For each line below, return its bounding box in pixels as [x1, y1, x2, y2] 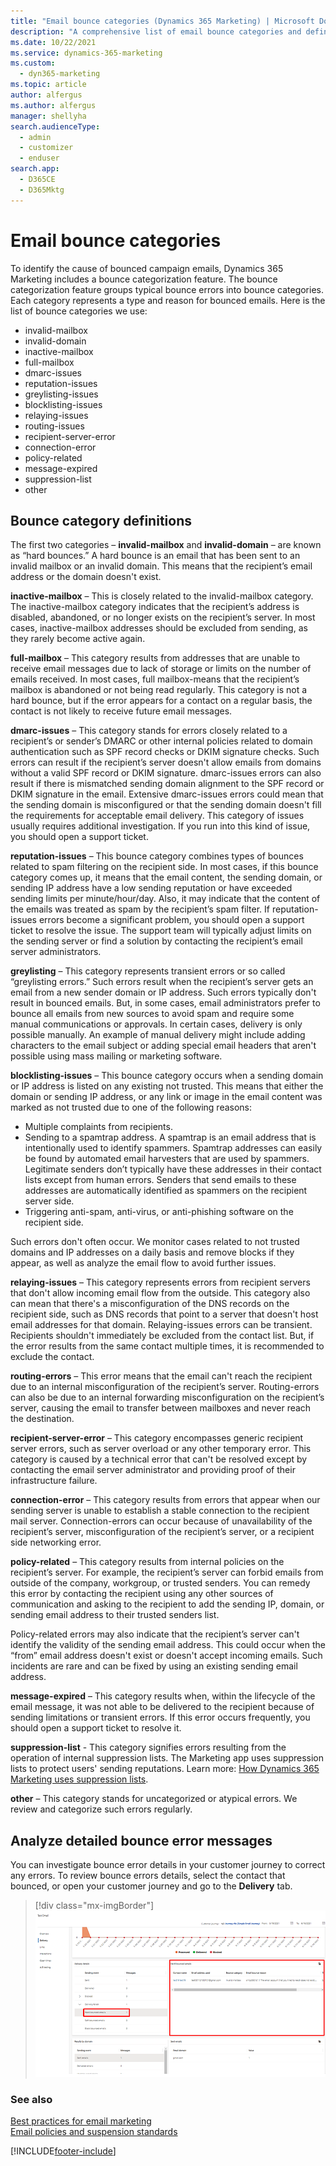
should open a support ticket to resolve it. [10, 1722, 182, 1734]
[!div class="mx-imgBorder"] [34, 1900, 155, 1912]
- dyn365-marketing [19, 69, 101, 79]
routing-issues [24, 420, 85, 432]
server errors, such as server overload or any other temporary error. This [10, 1443, 312, 1455]
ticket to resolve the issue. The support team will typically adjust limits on [10, 925, 312, 937]
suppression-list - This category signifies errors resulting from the [10, 1741, 287, 1754]
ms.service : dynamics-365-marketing [10, 48, 163, 58]
